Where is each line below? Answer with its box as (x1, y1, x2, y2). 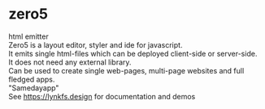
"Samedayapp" (8, 82, 59, 93)
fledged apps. (8, 74, 55, 84)
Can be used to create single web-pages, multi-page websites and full (8, 65, 245, 75)
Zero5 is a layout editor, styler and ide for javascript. (8, 40, 183, 49)
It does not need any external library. (8, 57, 132, 67)
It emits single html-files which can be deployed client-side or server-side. (8, 48, 258, 58)
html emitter (8, 31, 49, 41)
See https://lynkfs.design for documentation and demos (8, 91, 196, 101)
